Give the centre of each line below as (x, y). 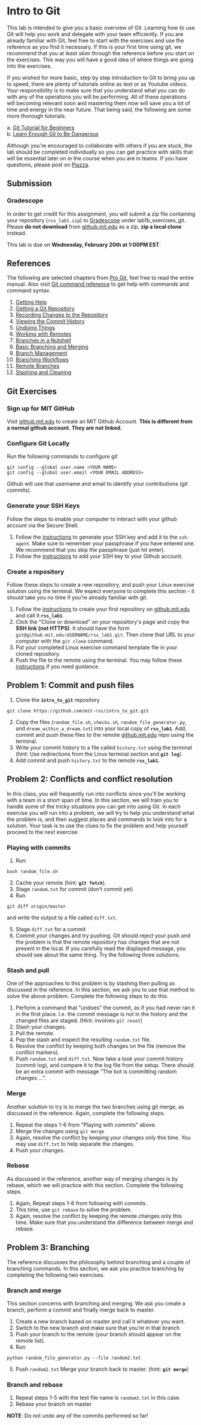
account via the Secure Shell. (43, 525)
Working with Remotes (43, 334)
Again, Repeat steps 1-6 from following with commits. (81, 1203)
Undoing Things (35, 328)
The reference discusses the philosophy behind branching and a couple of (99, 1262)
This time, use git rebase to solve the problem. (74, 1209)
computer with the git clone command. (65, 641)
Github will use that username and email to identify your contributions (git (97, 484)
